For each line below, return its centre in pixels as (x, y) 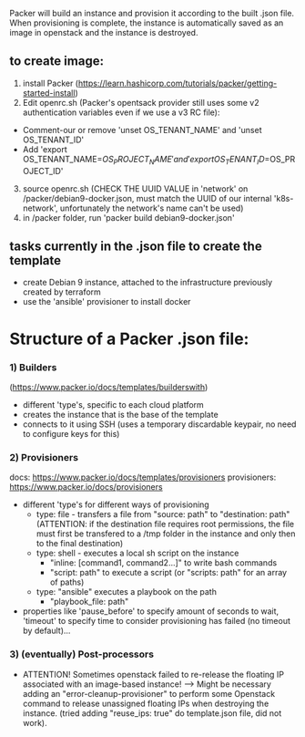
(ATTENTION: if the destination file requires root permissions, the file (165, 524)
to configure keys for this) (71, 433)
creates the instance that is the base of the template (120, 414)
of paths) (67, 582)
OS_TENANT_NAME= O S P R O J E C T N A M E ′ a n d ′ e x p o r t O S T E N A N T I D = (146, 160)
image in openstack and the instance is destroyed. (104, 32)
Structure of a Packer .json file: (129, 339)
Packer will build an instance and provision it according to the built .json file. (152, 13)
